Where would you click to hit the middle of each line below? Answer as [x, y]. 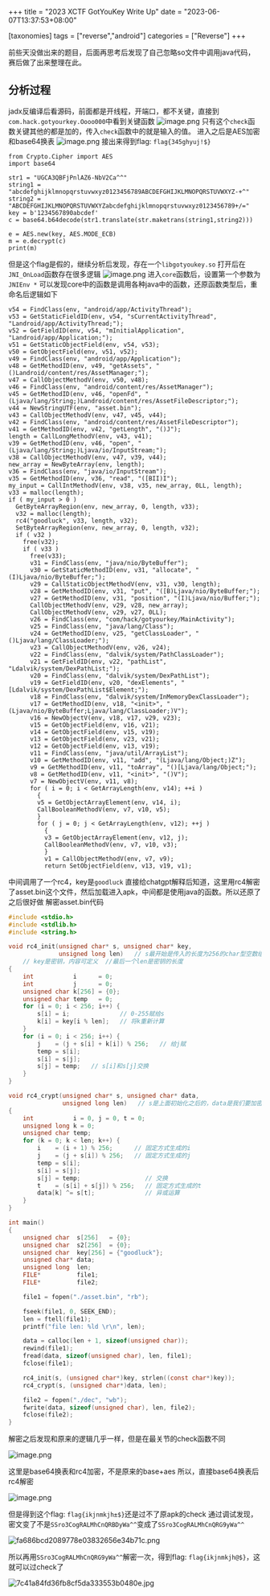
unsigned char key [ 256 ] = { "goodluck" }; [93, 1252]
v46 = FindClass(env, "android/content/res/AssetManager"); [111, 387]
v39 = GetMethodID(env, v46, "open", [72, 443]
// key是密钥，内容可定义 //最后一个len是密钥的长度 [103, 962]
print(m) [23, 248]
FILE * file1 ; [61, 1275]
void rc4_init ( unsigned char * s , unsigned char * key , [100, 946]
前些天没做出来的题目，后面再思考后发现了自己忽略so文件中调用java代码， [132, 52]
